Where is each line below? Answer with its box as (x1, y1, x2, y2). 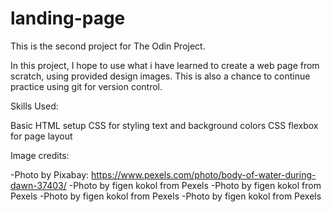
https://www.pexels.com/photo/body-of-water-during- (90, 168, 317, 181)
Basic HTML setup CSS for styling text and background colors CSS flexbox (10, 119, 319, 131)
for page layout (10, 130, 73, 142)
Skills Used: (10, 100, 59, 112)
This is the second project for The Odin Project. (10, 40, 206, 52)
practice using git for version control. (10, 80, 163, 92)
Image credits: (10, 149, 70, 161)
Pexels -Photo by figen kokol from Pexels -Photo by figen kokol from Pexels (10, 190, 322, 202)
